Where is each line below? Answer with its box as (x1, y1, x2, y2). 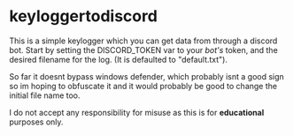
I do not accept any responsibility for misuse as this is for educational (9, 107, 265, 117)
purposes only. (9, 117, 64, 127)
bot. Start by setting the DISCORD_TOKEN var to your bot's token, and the (9, 44, 279, 55)
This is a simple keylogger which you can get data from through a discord (9, 35, 278, 46)
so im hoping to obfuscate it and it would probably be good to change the (9, 80, 277, 91)
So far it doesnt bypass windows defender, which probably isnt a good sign (9, 71, 285, 81)
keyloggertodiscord (9, 6, 158, 26)
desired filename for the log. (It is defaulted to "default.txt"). (9, 54, 228, 64)
